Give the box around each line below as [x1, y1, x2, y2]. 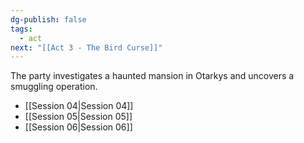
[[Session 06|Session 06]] [24, 121, 133, 133]
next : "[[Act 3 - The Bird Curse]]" [10, 42, 163, 53]
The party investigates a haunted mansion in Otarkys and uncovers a [10, 70, 295, 82]
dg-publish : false [10, 14, 87, 25]
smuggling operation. [10, 81, 98, 93]
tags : [10, 24, 33, 34]
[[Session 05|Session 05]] [24, 111, 133, 123]
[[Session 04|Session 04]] [24, 100, 134, 112]
